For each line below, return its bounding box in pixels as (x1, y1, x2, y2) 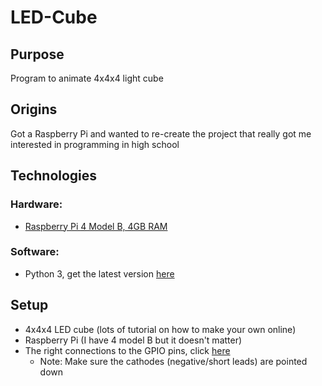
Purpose (10, 46, 65, 63)
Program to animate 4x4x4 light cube (10, 72, 164, 84)
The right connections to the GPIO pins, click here (24, 344, 231, 356)
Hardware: (10, 197, 63, 211)
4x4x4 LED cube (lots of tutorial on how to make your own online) (24, 323, 297, 335)
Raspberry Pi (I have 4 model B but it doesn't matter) (24, 334, 243, 346)
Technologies (10, 167, 98, 185)
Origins (10, 101, 58, 118)
